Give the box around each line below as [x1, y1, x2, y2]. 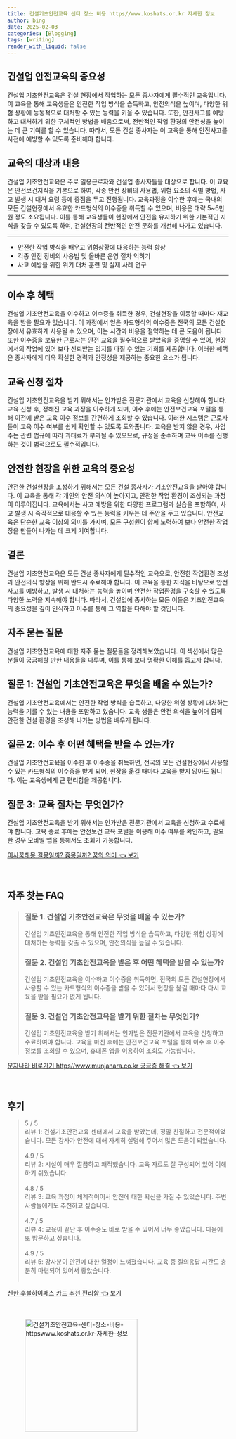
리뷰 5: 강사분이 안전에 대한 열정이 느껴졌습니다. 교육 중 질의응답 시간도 [24, 1258, 219, 1266]
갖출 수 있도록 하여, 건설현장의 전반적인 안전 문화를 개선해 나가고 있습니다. [20, 221, 223, 229]
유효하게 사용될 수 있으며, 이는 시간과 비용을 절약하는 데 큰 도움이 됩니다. [25, 327, 225, 335]
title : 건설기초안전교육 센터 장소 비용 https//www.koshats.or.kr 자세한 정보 [7, 10, 216, 18]
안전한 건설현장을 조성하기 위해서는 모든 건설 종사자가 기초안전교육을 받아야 [7, 482, 214, 491]
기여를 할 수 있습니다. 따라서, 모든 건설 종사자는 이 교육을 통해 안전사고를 [29, 126, 228, 134]
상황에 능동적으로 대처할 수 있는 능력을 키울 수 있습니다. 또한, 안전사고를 [14, 108, 211, 117]
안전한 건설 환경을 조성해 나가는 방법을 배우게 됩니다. [7, 715, 152, 724]
